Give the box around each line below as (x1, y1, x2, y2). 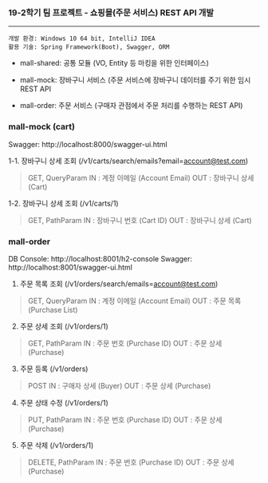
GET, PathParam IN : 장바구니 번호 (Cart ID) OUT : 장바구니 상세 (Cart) (27, 215, 253, 225)
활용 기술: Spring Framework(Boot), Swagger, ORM (8, 43, 170, 51)
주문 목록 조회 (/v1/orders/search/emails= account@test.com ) (19, 278, 219, 289)
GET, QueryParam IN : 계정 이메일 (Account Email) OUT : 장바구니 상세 (27, 173, 254, 182)
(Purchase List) (27, 305, 78, 314)
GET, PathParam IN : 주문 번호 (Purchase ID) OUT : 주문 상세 (27, 338, 223, 348)
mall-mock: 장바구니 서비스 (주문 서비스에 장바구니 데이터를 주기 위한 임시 (19, 75, 251, 85)
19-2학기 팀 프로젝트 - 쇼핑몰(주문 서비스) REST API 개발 (8, 6, 214, 18)
